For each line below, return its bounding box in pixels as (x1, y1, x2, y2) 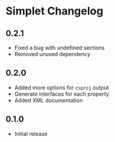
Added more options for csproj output (14, 84, 109, 91)
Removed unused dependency (14, 51, 91, 58)
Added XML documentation (14, 96, 83, 103)
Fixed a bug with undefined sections (14, 44, 105, 51)
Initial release (14, 130, 48, 137)
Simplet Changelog (5, 4, 104, 18)
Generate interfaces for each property (14, 90, 110, 97)
